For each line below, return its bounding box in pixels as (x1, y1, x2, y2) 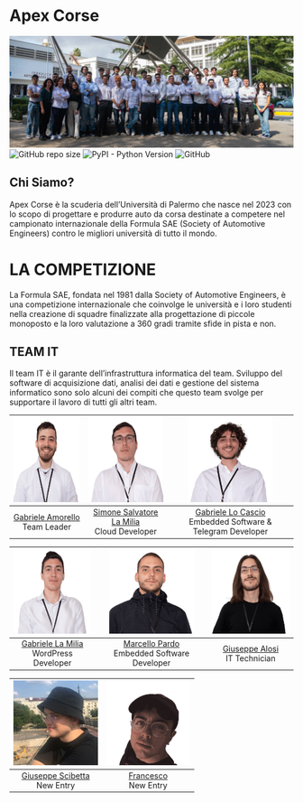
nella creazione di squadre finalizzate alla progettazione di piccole (9, 308, 255, 319)
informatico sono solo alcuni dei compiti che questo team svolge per (9, 387, 264, 398)
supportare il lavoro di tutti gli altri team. (9, 396, 158, 407)
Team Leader (22, 521, 72, 532)
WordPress (32, 648, 74, 659)
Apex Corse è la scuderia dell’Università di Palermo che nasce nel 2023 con (9, 199, 292, 210)
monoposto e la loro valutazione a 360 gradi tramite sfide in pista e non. (9, 318, 277, 329)
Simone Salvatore (93, 507, 159, 518)
